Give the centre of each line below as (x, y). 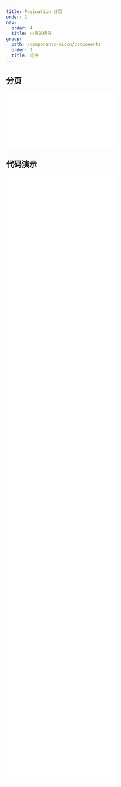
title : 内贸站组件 (31, 34)
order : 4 (22, 28)
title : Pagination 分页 (34, 11)
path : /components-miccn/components (56, 45)
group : (14, 39)
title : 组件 (25, 55)
